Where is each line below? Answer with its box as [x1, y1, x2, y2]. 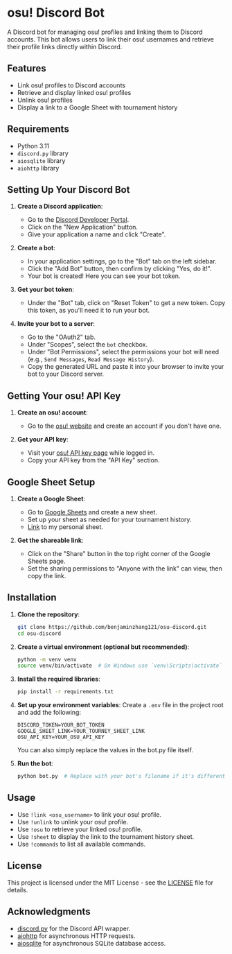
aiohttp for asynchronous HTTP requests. [17, 931, 136, 940]
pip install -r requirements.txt [17, 688, 114, 695]
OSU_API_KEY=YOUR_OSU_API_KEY [17, 734, 105, 741]
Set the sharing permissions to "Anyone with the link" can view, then [27, 564, 223, 573]
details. [7, 885, 28, 894]
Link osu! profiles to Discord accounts [17, 81, 126, 89]
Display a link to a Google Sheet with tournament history [17, 103, 178, 112]
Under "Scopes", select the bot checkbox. [27, 340, 148, 349]
